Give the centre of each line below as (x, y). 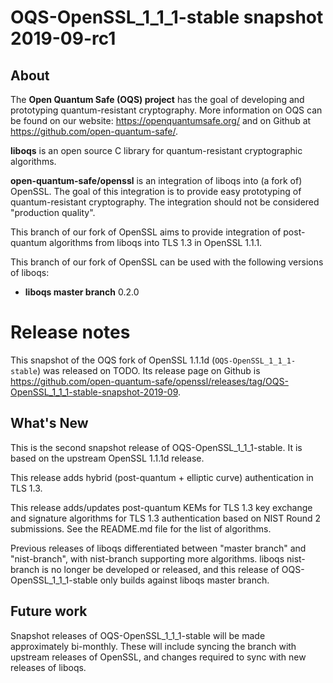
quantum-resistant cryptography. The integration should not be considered (165, 202)
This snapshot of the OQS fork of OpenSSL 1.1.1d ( (113, 360)
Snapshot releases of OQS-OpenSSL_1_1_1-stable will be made (138, 635)
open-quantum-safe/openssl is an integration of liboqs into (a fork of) (156, 180)
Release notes (70, 332)
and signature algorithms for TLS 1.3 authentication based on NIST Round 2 (166, 518)
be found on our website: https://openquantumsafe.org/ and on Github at (161, 120)
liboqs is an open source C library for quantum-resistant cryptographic (156, 150)
